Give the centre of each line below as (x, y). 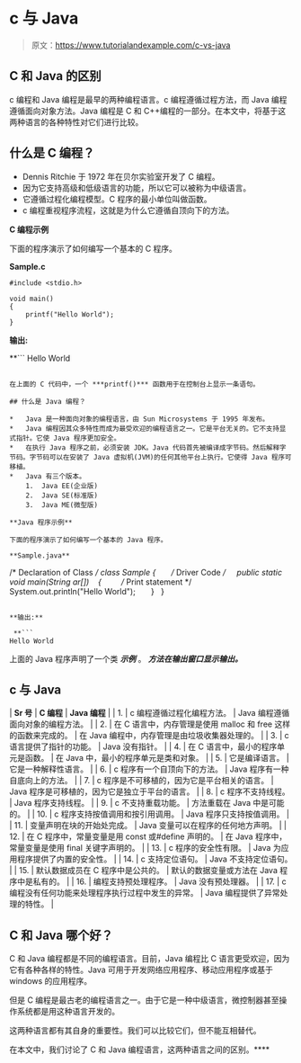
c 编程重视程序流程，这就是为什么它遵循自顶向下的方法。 (128, 210)
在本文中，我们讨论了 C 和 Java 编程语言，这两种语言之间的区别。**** (140, 1050)
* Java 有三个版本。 (48, 476)
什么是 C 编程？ (52, 153)
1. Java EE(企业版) (62, 486)
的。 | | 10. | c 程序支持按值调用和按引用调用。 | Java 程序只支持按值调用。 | (150, 814)
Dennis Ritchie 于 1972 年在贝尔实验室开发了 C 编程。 (121, 176)
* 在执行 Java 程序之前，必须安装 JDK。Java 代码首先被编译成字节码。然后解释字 (148, 447)
